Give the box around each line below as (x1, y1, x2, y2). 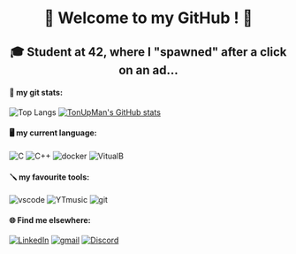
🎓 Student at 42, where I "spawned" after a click (10, 44, 287, 59)
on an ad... (118, 62, 178, 78)
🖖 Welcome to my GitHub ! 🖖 (43, 8, 254, 28)
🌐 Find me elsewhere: (9, 214, 91, 225)
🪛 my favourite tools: (9, 172, 90, 182)
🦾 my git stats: (9, 88, 64, 98)
